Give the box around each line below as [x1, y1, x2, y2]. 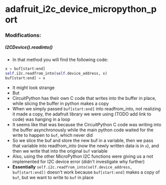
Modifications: [5, 32, 41, 39]
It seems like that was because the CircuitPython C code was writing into [12, 121, 162, 127]
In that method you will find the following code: [12, 57, 109, 63]
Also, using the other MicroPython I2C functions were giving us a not [12, 153, 154, 159]
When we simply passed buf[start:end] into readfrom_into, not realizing [12, 105, 161, 111]
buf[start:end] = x [5, 76, 46, 81]
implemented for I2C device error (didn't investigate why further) [12, 158, 145, 165]
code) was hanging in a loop [12, 116, 70, 122]
